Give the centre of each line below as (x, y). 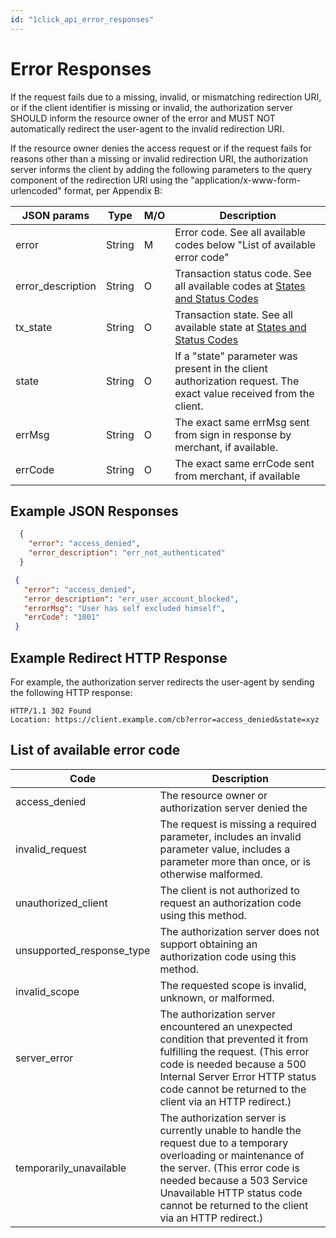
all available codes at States (240, 286)
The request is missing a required (238, 824)
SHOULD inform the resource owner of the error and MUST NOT (143, 118)
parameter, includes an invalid (230, 836)
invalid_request (51, 849)
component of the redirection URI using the (99, 180)
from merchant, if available (237, 476)
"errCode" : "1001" (62, 617)
